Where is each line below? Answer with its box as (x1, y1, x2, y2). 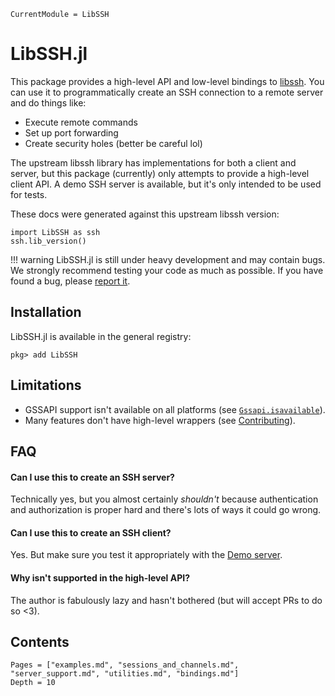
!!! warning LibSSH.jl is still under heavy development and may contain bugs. (10, 253, 326, 265)
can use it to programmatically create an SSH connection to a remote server (10, 86, 324, 98)
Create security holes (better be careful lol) (24, 137, 203, 149)
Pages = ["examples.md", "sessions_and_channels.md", (10, 660, 240, 670)
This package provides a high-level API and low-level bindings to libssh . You (10, 75, 325, 87)
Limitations (10, 377, 82, 394)
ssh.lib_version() (10, 236, 87, 246)
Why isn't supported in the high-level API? (10, 571, 190, 584)
